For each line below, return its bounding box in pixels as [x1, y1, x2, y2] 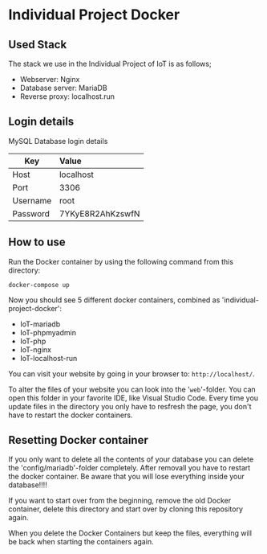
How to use [8, 236, 66, 249]
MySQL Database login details [8, 136, 108, 146]
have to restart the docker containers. [8, 410, 133, 420]
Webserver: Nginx [19, 75, 80, 84]
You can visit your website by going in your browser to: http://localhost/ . [8, 368, 255, 379]
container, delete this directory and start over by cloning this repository [8, 504, 243, 514]
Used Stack [8, 38, 67, 51]
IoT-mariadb [19, 319, 61, 329]
